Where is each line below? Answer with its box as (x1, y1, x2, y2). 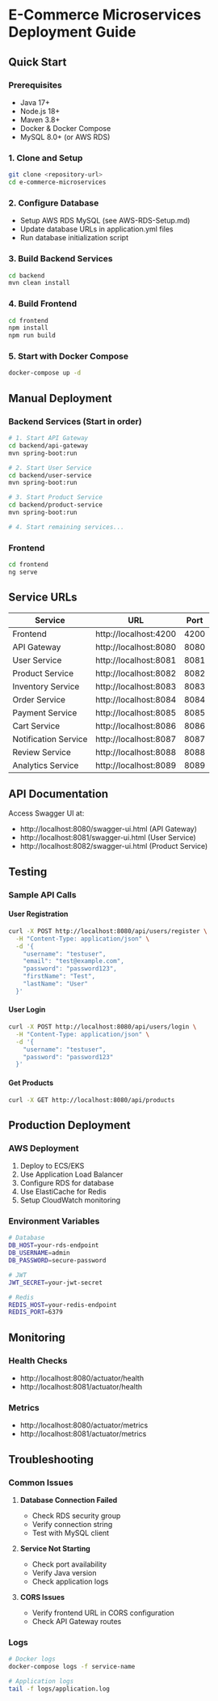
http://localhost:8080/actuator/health (19, 1373, 144, 1383)
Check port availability (31, 1559, 107, 1569)
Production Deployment (8, 1118, 131, 1132)
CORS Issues (19, 1592, 65, 1601)
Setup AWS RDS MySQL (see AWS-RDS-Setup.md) (19, 216, 191, 226)
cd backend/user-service (8, 471, 92, 479)
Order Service (12, 694, 66, 705)
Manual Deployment (8, 391, 112, 405)
